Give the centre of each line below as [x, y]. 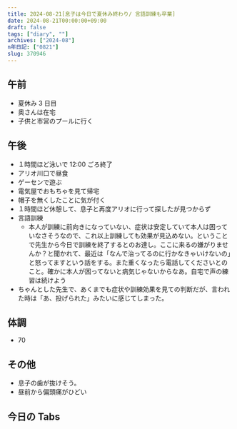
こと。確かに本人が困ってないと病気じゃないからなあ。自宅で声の [125, 271]
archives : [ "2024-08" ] [41, 41]
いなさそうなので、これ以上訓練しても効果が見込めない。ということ [128, 236]
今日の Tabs [34, 417]
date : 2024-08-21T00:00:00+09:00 [57, 21]
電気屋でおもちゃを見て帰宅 [59, 191]
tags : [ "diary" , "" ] [38, 34]
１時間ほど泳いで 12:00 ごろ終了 [65, 164]
